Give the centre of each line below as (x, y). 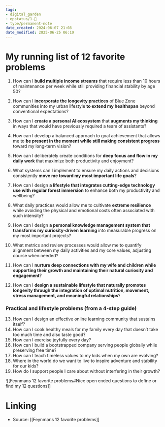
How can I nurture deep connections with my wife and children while (84, 265)
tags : (11, 10)
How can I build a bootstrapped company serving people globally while (85, 345)
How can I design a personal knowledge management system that (82, 225)
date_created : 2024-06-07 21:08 (39, 28)
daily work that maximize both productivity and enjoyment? (73, 161)
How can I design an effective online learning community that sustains (84, 319)
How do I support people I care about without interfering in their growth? (86, 371)
